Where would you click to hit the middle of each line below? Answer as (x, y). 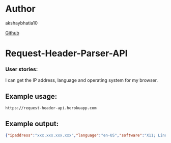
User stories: (22, 69)
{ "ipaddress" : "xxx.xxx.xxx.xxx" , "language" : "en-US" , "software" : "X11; (81, 135)
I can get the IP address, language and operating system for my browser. (82, 80)
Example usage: (31, 96)
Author (20, 9)
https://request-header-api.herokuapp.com (51, 108)
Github (12, 33)
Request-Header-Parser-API (67, 53)
